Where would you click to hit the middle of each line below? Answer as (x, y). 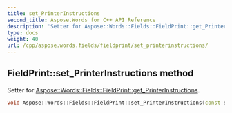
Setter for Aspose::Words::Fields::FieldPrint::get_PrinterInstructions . (104, 90)
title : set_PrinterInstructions (54, 13)
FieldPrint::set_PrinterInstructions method (100, 73)
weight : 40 (23, 39)
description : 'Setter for (44, 26)
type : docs (23, 33)
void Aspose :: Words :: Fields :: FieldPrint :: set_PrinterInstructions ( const (114, 103)
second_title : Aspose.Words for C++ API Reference (81, 20)
